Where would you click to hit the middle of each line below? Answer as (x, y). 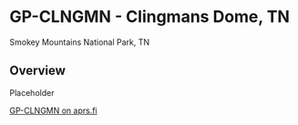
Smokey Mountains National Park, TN (80, 42)
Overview (38, 71)
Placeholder (32, 92)
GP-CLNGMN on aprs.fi (53, 110)
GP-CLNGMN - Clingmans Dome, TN (149, 17)
